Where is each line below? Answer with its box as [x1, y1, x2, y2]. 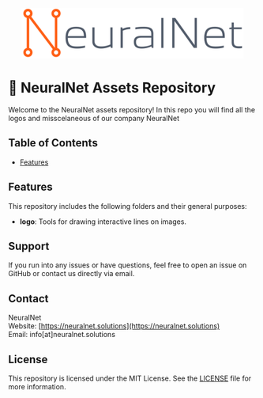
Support [8, 239, 50, 252]
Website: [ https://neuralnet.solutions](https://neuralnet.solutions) [8, 321, 220, 331]
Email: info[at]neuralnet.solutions [8, 330, 116, 339]
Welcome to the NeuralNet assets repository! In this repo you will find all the [8, 104, 255, 114]
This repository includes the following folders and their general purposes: [8, 201, 247, 210]
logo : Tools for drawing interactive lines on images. [19, 217, 187, 226]
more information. [8, 381, 66, 391]
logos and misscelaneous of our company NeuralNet [8, 113, 180, 123]
